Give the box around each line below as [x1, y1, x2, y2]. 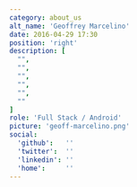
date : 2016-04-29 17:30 [9, 30, 98, 39]
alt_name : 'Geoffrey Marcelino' [9, 22, 130, 31]
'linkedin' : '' [17, 155, 74, 165]
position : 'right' [9, 38, 78, 48]
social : [9, 130, 39, 139]
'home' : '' [17, 164, 74, 173]
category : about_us [9, 13, 82, 22]
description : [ [9, 47, 66, 56]
